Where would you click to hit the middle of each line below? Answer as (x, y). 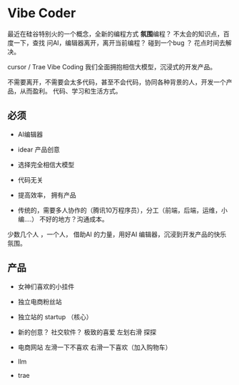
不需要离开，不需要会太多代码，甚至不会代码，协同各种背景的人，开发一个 (117, 82)
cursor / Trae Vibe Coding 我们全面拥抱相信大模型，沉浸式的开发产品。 (112, 66)
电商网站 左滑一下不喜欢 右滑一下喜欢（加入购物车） (95, 347)
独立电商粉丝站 (40, 301)
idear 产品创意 (39, 149)
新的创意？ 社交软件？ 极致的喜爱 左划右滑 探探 (87, 332)
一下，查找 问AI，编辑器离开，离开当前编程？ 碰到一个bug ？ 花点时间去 (119, 42)
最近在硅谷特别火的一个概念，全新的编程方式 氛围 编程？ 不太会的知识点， (115, 34)
